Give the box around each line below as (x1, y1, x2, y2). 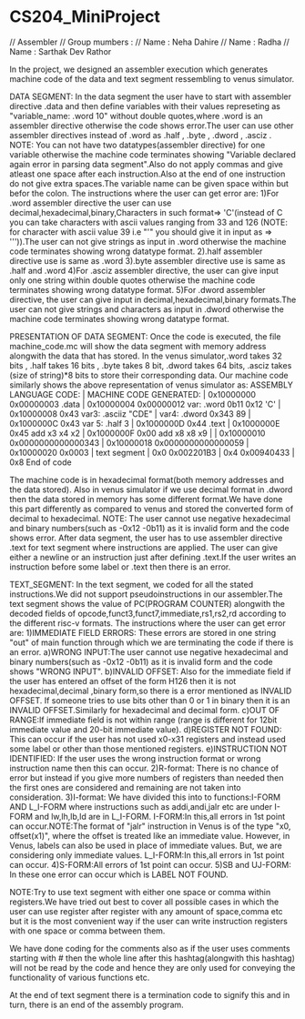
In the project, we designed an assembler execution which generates (9, 64, 269, 75)
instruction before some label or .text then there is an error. (9, 561, 231, 572)
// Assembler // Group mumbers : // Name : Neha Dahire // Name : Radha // (9, 36, 290, 47)
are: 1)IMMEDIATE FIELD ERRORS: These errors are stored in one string (9, 627, 277, 638)
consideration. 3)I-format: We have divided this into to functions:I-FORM (9, 792, 280, 802)
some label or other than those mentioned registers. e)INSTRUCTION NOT (9, 743, 289, 754)
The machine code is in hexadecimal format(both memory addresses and (9, 474, 284, 485)
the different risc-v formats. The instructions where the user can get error (9, 617, 286, 629)
